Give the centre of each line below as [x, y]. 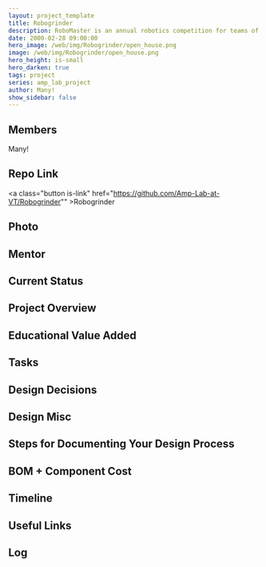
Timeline [31, 499]
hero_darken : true [39, 68]
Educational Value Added [73, 335]
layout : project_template [51, 16]
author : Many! [32, 90]
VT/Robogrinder [35, 201]
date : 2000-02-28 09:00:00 [53, 38]
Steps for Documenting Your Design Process [121, 444]
